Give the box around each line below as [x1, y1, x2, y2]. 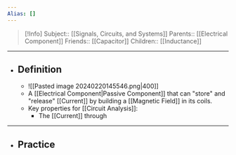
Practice [17, 138, 55, 150]
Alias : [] [7, 10, 37, 17]
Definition [17, 64, 62, 75]
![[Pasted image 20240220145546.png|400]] [27, 82, 159, 91]
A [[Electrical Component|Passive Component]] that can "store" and [27, 89, 226, 98]
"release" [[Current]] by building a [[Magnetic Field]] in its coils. [27, 97, 213, 105]
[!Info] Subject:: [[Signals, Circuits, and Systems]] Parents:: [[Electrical [24, 29, 228, 38]
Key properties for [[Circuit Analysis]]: [27, 104, 138, 112]
